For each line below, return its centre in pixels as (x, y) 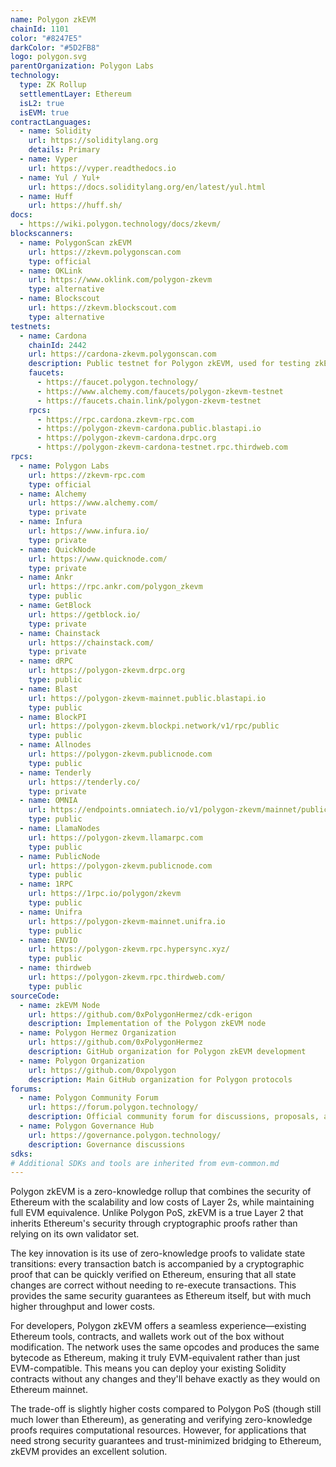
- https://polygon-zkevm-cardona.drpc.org (126, 438)
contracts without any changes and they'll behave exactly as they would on (165, 1379)
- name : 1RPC (46, 884)
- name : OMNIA (48, 801)
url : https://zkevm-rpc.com (86, 475)
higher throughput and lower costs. (83, 1307)
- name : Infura (51, 522)
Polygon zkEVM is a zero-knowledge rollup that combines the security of (161, 1192)
